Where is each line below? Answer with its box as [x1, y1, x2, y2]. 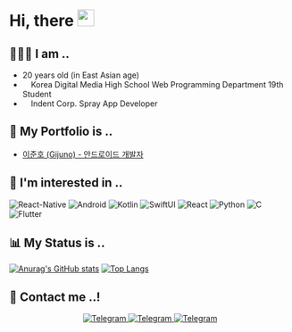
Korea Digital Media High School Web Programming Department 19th [30, 79, 284, 89]
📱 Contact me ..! [9, 289, 101, 304]
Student [21, 89, 52, 99]
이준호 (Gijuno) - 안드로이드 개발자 [21, 148, 145, 160]
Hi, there [9, 11, 74, 31]
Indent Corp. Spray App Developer [30, 98, 158, 109]
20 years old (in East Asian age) [21, 70, 140, 80]
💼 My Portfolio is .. [9, 124, 113, 139]
